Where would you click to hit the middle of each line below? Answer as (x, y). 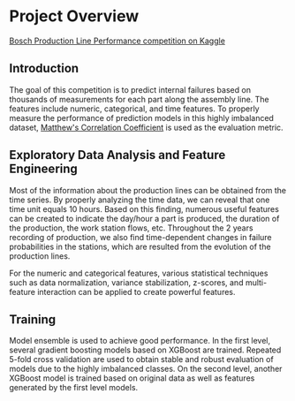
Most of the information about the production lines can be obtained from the (148, 190)
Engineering (43, 169)
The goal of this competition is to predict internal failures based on (130, 89)
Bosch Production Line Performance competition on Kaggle (117, 41)
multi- (256, 282)
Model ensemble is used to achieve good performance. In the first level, (140, 341)
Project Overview (74, 16)
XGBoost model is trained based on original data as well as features (132, 378)
